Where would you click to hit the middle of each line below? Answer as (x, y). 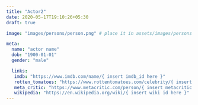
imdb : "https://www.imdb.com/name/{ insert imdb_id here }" (90, 76)
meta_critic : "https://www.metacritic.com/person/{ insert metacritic (103, 87)
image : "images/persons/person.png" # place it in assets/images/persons (99, 33)
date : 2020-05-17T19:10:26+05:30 (47, 17)
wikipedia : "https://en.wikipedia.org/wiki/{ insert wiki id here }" (102, 93)
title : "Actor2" (26, 12)
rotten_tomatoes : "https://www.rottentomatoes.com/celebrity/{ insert (103, 82)
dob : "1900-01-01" (34, 55)
